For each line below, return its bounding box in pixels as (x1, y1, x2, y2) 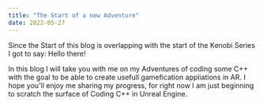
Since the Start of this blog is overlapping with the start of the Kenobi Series (8, 40, 255, 49)
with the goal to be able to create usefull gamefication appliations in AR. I (8, 72, 246, 82)
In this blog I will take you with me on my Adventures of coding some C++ (8, 64, 249, 73)
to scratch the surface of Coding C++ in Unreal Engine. (8, 89, 188, 98)
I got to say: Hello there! (8, 49, 86, 58)
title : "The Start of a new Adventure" (8, 11, 140, 20)
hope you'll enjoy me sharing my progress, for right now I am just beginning (8, 80, 254, 90)
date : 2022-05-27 (8, 19, 66, 27)
